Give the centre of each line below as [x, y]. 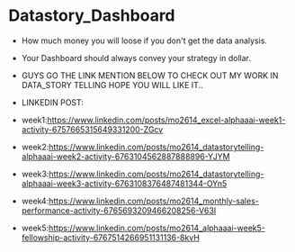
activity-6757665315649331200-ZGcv [92, 129]
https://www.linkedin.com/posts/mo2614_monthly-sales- [154, 201]
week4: [35, 201]
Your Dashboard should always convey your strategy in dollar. [136, 58]
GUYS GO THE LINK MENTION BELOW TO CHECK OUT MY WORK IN [150, 75]
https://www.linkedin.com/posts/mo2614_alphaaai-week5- [157, 228]
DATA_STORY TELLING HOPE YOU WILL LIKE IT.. [112, 85]
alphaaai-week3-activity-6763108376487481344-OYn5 [124, 183]
